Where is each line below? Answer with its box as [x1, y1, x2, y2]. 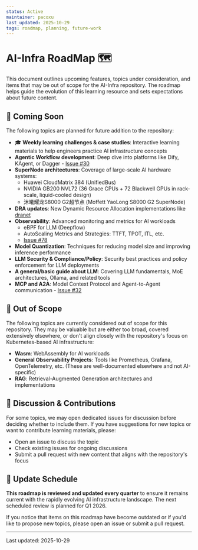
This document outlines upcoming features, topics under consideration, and [6, 75, 190, 83]
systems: [14, 173, 37, 179]
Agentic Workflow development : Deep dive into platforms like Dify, [14, 154, 179, 160]
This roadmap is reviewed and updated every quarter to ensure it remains [6, 490, 189, 497]
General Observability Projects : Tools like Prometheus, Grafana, [14, 356, 172, 363]
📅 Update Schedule [6, 474, 78, 484]
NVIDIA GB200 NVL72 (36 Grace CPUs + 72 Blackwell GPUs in [23, 185, 176, 192]
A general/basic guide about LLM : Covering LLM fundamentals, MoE [14, 268, 184, 275]
